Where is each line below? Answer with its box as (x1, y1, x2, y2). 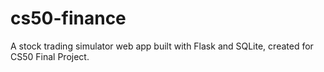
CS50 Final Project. (10, 50, 90, 62)
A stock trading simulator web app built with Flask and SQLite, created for (10, 40, 314, 52)
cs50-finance (10, 7, 127, 30)
